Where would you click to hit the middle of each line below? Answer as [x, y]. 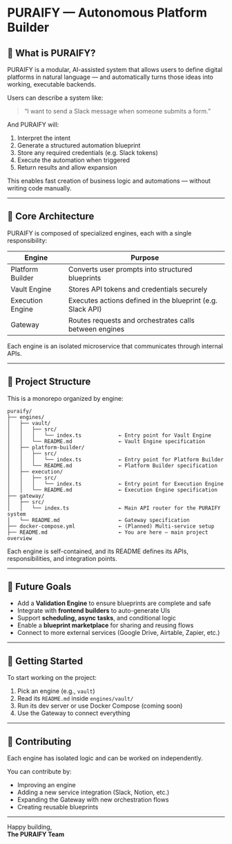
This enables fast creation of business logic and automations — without [109, 181]
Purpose [145, 258]
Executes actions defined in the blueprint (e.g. [143, 300]
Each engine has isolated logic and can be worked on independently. [105, 758]
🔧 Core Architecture [51, 216]
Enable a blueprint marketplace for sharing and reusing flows [105, 625]
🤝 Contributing [39, 741]
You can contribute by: [39, 772]
